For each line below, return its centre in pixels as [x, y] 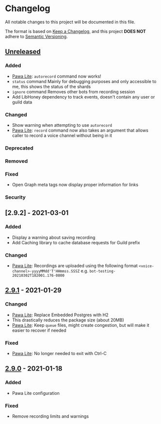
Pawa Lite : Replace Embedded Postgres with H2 [60, 315]
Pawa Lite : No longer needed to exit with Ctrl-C [59, 353]
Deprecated [19, 148]
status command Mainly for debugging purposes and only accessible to [84, 81]
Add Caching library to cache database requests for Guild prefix [76, 242]
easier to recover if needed [39, 330]
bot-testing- [103, 271]
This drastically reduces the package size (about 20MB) [68, 320]
